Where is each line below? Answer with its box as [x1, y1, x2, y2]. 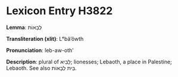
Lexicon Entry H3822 [6, 4, 113, 18]
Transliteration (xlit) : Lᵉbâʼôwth [6, 35, 84, 42]
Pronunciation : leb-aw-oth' [6, 46, 74, 54]
